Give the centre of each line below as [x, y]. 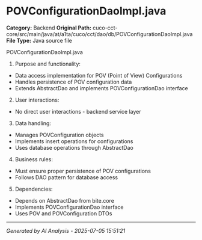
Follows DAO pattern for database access [66, 177]
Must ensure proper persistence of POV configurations [83, 171]
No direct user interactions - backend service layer [78, 111]
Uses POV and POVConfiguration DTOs [63, 213]
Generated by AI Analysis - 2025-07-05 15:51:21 [66, 230]
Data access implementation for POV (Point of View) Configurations [99, 75]
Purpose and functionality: [48, 64]
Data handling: [33, 123]
